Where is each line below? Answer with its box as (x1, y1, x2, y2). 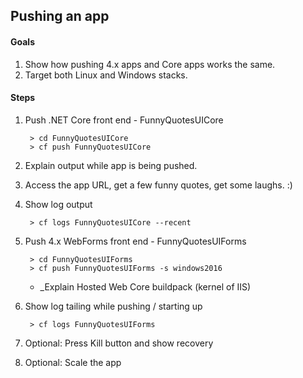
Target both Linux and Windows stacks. (24, 69, 188, 81)
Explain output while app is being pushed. (24, 159, 198, 171)
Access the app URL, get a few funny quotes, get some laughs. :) (24, 179, 293, 191)
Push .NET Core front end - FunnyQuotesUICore (24, 114, 224, 126)
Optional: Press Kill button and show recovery (24, 337, 214, 349)
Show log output (24, 198, 93, 210)
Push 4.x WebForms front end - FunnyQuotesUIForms (24, 235, 247, 247)
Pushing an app (10, 8, 110, 25)
